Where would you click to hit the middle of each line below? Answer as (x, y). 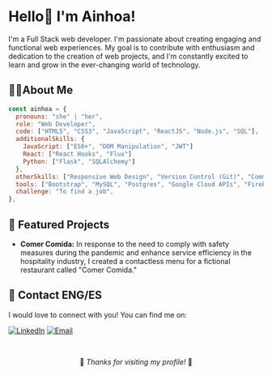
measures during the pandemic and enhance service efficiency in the (136, 252)
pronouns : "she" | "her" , (59, 117)
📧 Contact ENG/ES (55, 295)
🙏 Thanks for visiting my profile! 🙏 (136, 362)
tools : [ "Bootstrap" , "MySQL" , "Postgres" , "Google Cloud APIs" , (128, 184)
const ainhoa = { (38, 109)
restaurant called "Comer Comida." (79, 270)
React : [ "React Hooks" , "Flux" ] (77, 154)
